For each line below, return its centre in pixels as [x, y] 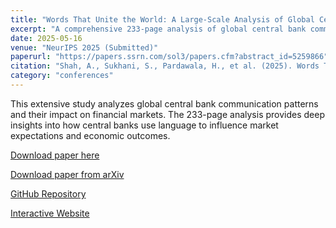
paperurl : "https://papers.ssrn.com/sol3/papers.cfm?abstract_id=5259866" [169, 57]
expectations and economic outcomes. [90, 135]
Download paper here [55, 155]
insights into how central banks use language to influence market [144, 125]
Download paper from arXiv [67, 174]
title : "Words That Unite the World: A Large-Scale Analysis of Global [162, 19]
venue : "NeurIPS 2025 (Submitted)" [84, 47]
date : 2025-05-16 [46, 38]
